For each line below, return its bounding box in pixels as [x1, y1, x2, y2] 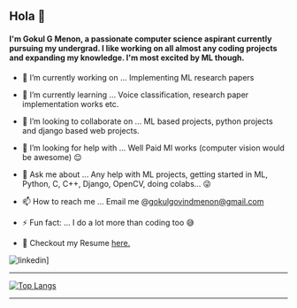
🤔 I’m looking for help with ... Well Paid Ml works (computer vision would [21, 142, 286, 153]
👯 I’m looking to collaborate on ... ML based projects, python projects [21, 116, 274, 127]
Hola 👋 [9, 9, 46, 24]
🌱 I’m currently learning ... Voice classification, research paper [21, 89, 249, 100]
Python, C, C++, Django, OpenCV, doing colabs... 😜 [21, 178, 212, 189]
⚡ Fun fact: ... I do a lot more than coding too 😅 [21, 217, 194, 227]
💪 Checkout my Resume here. [21, 237, 131, 248]
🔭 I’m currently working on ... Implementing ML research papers [21, 72, 255, 82]
